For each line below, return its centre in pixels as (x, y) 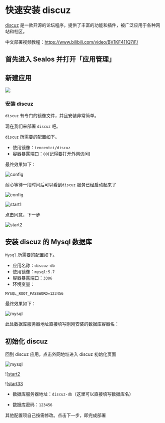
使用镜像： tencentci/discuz (41, 148)
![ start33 (14, 384)
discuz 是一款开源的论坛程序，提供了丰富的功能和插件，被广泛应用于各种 (80, 25)
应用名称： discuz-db (33, 265)
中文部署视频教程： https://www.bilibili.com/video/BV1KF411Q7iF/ (72, 42)
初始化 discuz (27, 341)
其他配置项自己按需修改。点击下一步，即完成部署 (55, 415)
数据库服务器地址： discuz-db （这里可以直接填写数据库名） (73, 394)
